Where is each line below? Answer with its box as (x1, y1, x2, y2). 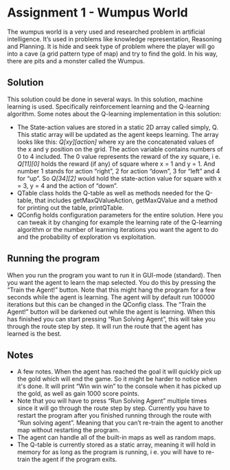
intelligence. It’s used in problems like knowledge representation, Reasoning (7, 34, 222, 43)
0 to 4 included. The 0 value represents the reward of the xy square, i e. (16, 152, 221, 160)
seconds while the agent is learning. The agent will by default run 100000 (7, 292, 215, 301)
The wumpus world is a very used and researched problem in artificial (7, 28, 205, 36)
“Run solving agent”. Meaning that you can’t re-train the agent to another (16, 418, 223, 427)
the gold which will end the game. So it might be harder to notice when (16, 375, 218, 383)
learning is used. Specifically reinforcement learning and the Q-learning (7, 102, 210, 111)
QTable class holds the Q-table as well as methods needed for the (16, 189, 204, 197)
